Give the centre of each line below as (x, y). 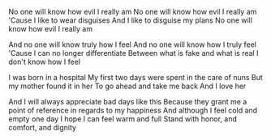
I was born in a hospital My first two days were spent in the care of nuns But (136, 77)
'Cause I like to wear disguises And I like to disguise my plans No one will (131, 20)
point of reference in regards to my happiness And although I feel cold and (133, 110)
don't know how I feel (45, 62)
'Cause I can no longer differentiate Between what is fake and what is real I (133, 53)
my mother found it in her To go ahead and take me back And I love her (127, 86)
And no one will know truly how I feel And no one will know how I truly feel (133, 45)
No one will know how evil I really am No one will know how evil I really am (133, 12)
